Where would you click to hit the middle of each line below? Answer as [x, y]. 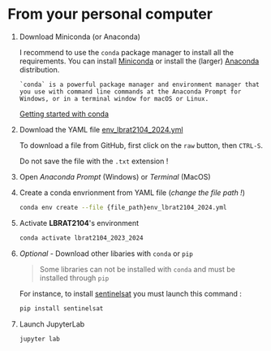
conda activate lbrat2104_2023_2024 [81, 238]
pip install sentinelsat [61, 308]
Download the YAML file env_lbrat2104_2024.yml [101, 129]
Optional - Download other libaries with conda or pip [106, 253]
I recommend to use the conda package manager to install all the [127, 52]
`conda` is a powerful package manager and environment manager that [140, 84]
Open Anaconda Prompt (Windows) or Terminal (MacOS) [115, 176]
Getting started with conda [64, 114]
